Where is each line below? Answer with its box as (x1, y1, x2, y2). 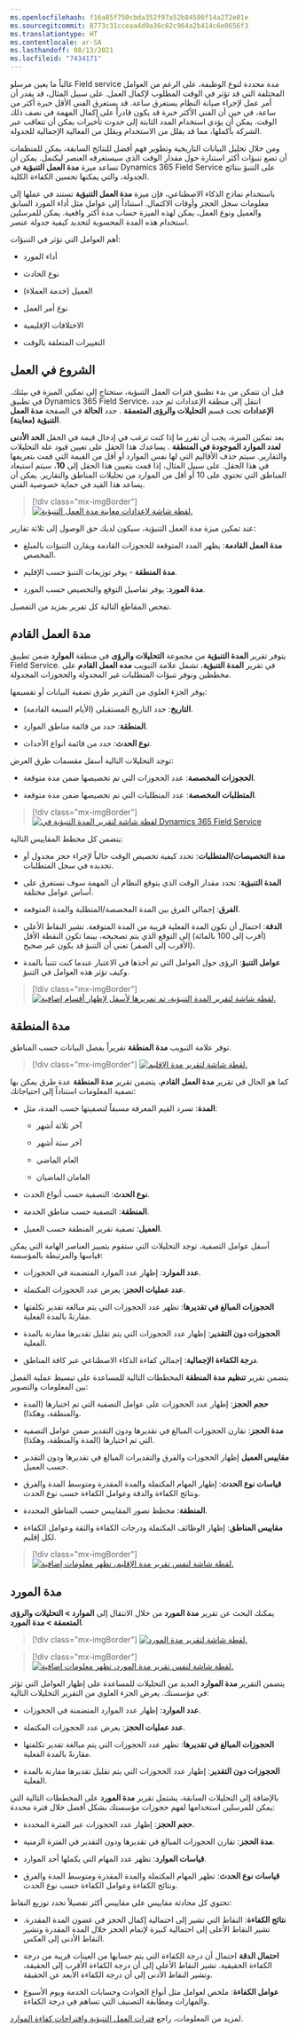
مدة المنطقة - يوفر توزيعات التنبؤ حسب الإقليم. (22, 566, 178, 577)
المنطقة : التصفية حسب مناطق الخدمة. (22, 1206, 150, 1217)
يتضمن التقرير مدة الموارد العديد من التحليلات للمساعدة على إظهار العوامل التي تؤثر (10, 1678, 286, 1689)
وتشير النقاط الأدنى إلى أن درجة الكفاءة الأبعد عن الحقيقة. (22, 1969, 213, 1980)
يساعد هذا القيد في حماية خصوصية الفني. (10, 478, 145, 489)
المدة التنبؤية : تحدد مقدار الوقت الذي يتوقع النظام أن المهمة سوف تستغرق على (22, 877, 282, 887)
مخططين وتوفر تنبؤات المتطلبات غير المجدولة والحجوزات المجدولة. (10, 669, 231, 680)
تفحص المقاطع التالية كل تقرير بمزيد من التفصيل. (10, 601, 172, 611)
